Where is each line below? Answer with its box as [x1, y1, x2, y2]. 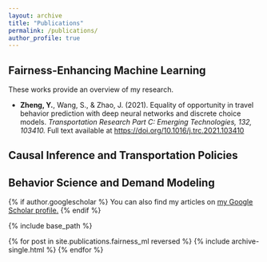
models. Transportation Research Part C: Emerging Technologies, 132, [19, 117, 253, 127]
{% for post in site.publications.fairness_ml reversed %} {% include [8, 236, 230, 246]
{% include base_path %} [8, 221, 93, 231]
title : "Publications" [8, 19, 84, 27]
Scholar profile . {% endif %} [8, 205, 102, 216]
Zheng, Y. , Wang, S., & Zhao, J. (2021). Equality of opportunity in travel [19, 101, 254, 110]
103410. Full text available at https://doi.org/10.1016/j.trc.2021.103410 [19, 125, 245, 136]
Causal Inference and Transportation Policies [8, 149, 238, 162]
